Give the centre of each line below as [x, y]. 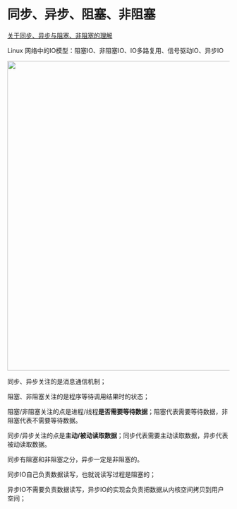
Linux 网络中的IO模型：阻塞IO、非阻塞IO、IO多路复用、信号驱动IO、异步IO [116, 50]
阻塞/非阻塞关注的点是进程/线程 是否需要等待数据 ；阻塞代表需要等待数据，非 [118, 411]
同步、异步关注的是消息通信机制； [57, 381]
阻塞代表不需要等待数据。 [44, 420]
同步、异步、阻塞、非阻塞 [82, 15]
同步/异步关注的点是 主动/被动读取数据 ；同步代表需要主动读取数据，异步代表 [118, 435]
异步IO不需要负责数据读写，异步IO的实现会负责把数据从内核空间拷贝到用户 [116, 489]
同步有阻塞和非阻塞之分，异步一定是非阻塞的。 [75, 459]
